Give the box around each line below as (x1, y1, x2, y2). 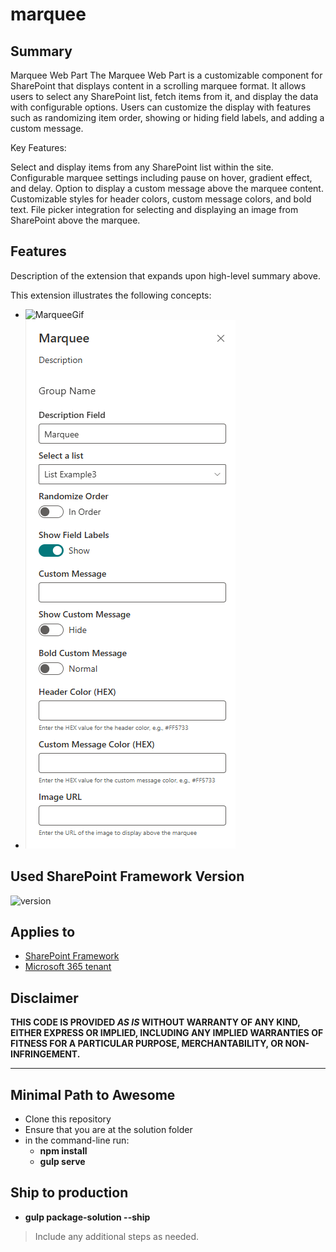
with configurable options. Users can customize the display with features (10, 101, 312, 113)
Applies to (10, 924, 76, 941)
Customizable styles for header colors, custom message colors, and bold (10, 193, 312, 205)
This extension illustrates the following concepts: (10, 289, 212, 301)
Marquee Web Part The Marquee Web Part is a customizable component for (10, 69, 323, 81)
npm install (39, 1145, 88, 1157)
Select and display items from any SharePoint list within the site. (10, 161, 274, 173)
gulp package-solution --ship (24, 1211, 151, 1223)
